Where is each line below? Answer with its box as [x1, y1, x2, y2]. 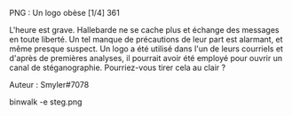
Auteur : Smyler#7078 [9, 80, 90, 89]
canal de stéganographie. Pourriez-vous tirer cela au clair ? [9, 62, 226, 73]
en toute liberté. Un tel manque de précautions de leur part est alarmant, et [9, 35, 283, 44]
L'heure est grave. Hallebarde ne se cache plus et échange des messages [9, 25, 280, 35]
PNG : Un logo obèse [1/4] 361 [9, 8, 120, 18]
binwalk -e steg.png [9, 97, 83, 107]
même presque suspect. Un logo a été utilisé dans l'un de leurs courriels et [9, 43, 284, 54]
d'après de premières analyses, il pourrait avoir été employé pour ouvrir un [9, 53, 282, 63]
